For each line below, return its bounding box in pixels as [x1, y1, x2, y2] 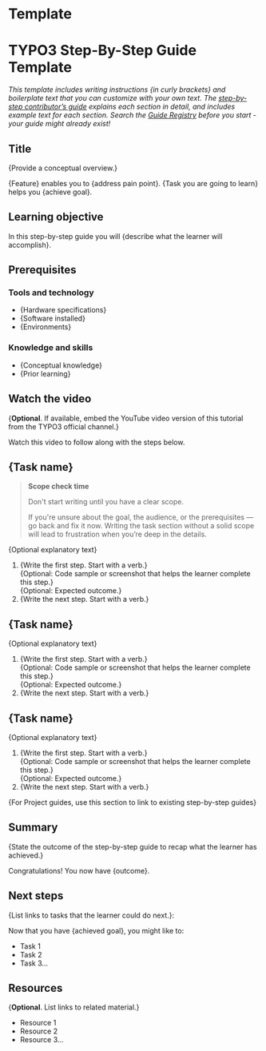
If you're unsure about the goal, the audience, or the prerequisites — [27, 512, 254, 522]
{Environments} [19, 322, 72, 332]
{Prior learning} [19, 368, 71, 378]
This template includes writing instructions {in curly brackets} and [8, 85, 226, 94]
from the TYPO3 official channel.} [8, 421, 120, 432]
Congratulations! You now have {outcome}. [8, 866, 150, 875]
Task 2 [19, 949, 42, 959]
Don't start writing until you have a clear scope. [27, 497, 184, 507]
